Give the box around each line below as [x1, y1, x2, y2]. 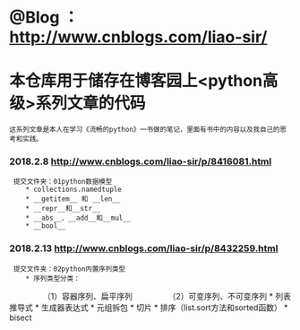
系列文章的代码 [35, 93, 146, 114]
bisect [9, 312, 33, 323]
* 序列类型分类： [25, 274, 81, 282]
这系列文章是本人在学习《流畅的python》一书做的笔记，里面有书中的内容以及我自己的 [9, 126, 280, 135]
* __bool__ [25, 221, 66, 230]
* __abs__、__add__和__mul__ [25, 213, 132, 223]
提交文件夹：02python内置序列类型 [13, 265, 126, 274]
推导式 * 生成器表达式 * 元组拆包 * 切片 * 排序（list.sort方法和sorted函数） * [9, 301, 288, 313]
